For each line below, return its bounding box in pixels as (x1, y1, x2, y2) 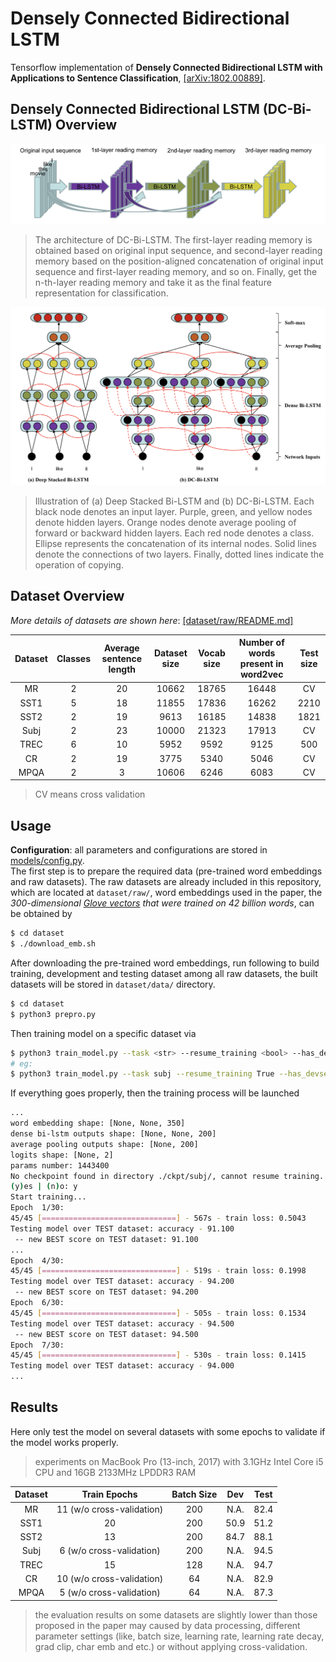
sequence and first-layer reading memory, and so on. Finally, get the (34, 265, 318, 277)
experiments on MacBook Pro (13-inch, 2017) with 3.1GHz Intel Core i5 (34, 1455, 324, 1467)
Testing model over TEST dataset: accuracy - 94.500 (10, 1318, 235, 1329)
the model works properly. (10, 1436, 119, 1448)
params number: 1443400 (10, 1160, 110, 1171)
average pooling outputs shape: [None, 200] (10, 1139, 199, 1149)
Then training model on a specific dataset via (10, 1027, 197, 1039)
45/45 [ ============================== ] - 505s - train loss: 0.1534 (10, 1308, 307, 1318)
